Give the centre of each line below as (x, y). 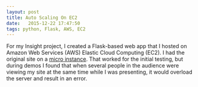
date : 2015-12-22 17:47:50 (43, 23)
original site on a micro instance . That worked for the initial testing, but (95, 59)
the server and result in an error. (47, 78)
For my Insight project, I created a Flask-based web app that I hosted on (97, 46)
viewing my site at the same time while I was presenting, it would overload (100, 72)
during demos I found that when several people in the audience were (93, 66)
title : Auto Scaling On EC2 (42, 18)
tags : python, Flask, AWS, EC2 (46, 29)
